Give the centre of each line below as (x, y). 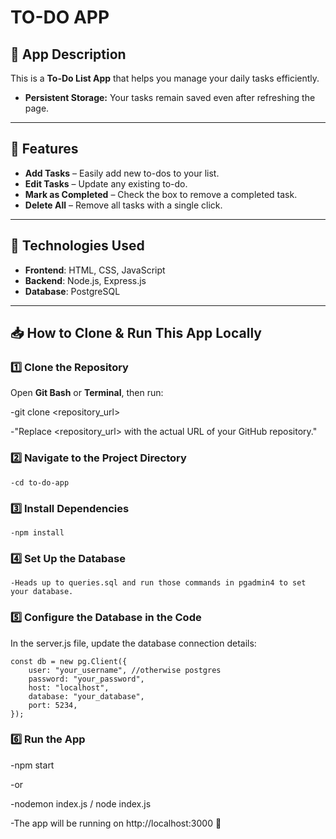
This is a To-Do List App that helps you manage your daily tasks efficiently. (165, 78)
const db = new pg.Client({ (69, 661)
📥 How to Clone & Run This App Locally (136, 333)
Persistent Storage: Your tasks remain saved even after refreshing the (170, 97)
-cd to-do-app (40, 482)
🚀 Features (44, 149)
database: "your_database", (86, 696)
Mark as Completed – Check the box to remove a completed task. (161, 194)
